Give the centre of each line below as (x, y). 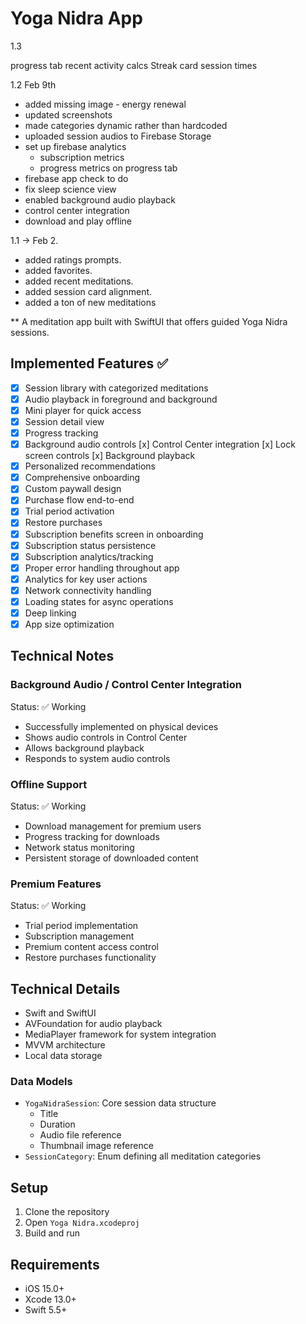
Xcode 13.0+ (50, 1299)
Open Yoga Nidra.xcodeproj (82, 1223)
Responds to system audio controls (97, 758)
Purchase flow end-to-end (79, 500)
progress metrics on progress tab (108, 168)
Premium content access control (91, 947)
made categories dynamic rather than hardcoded (126, 125)
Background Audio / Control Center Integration (126, 685)
